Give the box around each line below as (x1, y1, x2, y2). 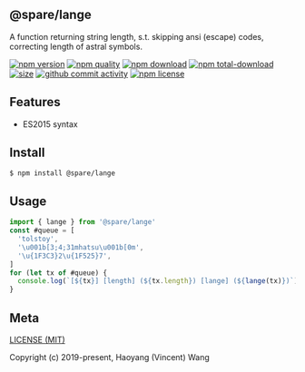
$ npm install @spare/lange (9, 169, 116, 178)
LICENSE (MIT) (9, 334, 65, 345)
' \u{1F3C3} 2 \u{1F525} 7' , (17, 251, 112, 260)
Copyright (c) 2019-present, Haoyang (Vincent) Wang (9, 351, 211, 362)
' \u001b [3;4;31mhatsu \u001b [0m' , (17, 242, 144, 252)
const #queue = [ (9, 226, 75, 235)
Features (9, 94, 61, 110)
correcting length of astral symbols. (9, 41, 143, 52)
